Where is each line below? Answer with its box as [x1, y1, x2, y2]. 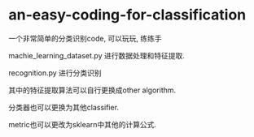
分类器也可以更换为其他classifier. [8, 102, 120, 112]
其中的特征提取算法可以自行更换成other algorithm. [8, 85, 177, 95]
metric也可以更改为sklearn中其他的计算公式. [8, 119, 157, 129]
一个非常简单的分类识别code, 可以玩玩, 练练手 [8, 33, 163, 43]
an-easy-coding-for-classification [8, 6, 247, 24]
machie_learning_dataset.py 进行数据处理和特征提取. [8, 50, 186, 60]
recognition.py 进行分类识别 [8, 67, 102, 78]
